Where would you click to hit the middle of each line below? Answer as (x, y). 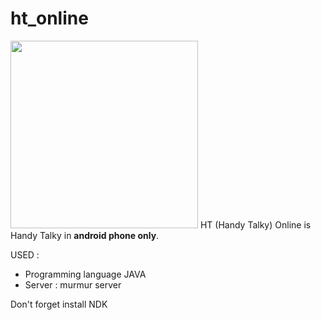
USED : (25, 254)
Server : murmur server (73, 284)
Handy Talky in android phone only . (85, 235)
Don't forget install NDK (59, 304)
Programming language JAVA (85, 274)
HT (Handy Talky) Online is (255, 224)
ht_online (49, 18)
